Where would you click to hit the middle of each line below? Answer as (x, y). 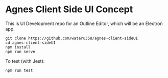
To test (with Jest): (25, 61)
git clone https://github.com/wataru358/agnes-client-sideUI (72, 38)
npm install (18, 47)
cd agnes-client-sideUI (31, 43)
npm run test (19, 70)
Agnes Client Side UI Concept (69, 9)
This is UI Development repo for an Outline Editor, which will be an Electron (84, 23)
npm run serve (20, 51)
